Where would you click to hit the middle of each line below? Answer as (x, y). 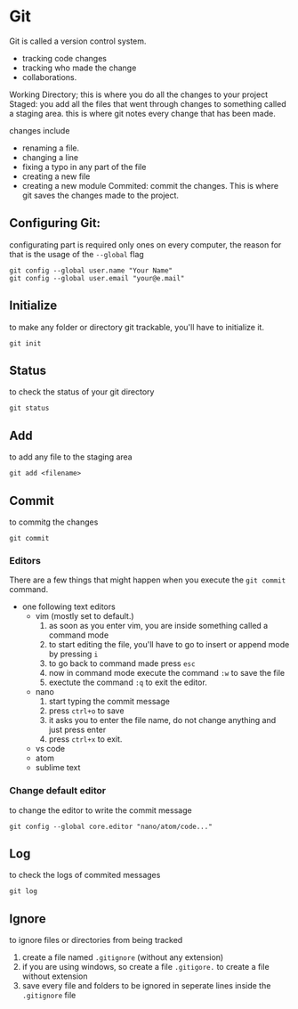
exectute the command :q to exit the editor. (128, 682)
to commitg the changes (54, 522)
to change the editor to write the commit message (101, 810)
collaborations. (49, 77)
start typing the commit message (109, 702)
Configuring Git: (55, 223)
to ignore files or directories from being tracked (96, 940)
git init (25, 343)
